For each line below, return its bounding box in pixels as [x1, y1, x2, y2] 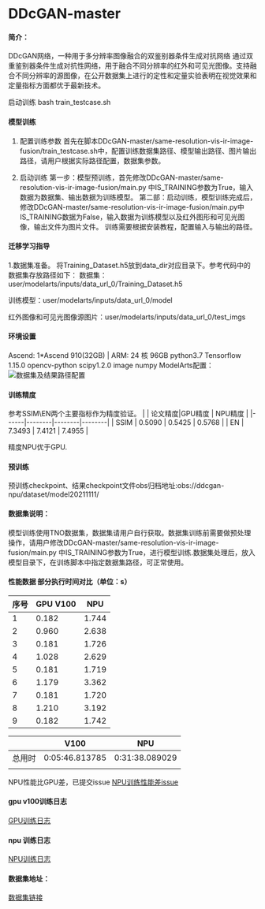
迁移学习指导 [8, 241, 50, 251]
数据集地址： [8, 874, 50, 883]
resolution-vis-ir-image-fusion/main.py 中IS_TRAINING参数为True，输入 [19, 182, 254, 192]
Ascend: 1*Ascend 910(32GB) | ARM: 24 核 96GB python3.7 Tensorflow [8, 351, 242, 360]
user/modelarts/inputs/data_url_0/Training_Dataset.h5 [8, 279, 183, 289]
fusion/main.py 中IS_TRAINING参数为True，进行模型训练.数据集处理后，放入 [8, 547, 256, 557]
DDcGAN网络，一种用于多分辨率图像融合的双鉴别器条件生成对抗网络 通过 [8, 51, 247, 61]
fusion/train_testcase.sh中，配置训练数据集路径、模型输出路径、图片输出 [19, 146, 257, 155]
